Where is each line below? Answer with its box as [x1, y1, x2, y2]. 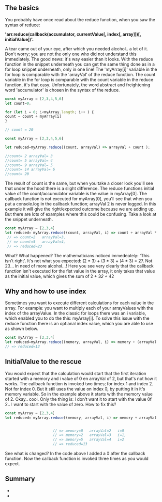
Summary [5, 475, 35, 483]
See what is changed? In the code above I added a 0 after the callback [5, 451, 146, 456]
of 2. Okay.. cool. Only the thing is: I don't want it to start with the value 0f [5, 396, 152, 402]
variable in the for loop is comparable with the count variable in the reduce [5, 77, 154, 82]
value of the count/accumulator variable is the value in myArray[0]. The [5, 191, 147, 197]
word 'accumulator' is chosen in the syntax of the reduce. [5, 87, 120, 93]
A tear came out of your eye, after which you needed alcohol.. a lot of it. [5, 46, 148, 51]
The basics [5, 4, 39, 12]
